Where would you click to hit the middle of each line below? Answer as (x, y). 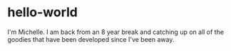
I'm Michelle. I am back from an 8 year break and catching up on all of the (116, 32)
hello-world (43, 12)
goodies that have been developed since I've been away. (91, 39)
